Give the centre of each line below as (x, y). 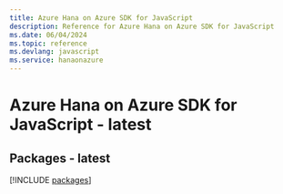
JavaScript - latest (81, 125)
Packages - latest (60, 158)
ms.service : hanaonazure (56, 60)
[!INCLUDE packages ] (51, 180)
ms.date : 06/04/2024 (49, 35)
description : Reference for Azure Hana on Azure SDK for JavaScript (142, 26)
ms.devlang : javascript (55, 52)
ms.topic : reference (49, 43)
